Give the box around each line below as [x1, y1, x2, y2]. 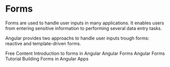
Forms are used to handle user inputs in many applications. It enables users [5, 20, 164, 26]
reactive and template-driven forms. [5, 40, 81, 46]
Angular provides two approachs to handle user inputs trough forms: [5, 35, 150, 41]
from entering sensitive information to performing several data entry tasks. [5, 25, 162, 31]
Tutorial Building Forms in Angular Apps [5, 55, 89, 61]
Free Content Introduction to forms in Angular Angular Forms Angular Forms [5, 50, 165, 56]
